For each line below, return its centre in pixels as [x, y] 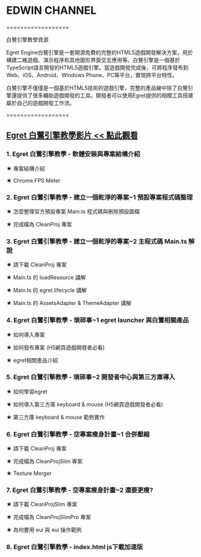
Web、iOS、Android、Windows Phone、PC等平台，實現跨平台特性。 [92, 75]
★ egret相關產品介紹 [32, 360]
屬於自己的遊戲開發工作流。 [41, 102]
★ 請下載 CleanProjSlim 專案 [42, 505]
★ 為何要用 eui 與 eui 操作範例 [44, 530]
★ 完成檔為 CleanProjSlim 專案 [45, 461]
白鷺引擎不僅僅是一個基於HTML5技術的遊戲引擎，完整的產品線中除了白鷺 [97, 87]
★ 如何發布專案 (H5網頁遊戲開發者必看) [56, 347]
